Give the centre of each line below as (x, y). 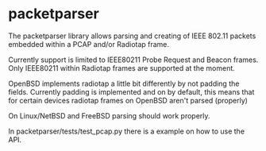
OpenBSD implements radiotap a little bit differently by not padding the (124, 83)
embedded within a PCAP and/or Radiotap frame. (89, 44)
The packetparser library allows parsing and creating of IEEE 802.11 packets (132, 36)
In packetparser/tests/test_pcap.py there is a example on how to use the (126, 131)
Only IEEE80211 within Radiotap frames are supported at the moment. (122, 68)
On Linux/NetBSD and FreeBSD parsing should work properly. (109, 115)
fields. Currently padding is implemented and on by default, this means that (131, 91)
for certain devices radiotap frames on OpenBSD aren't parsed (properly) (128, 100)
